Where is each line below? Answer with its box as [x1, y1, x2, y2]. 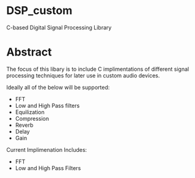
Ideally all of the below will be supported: [6, 84, 110, 91]
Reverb [15, 121, 34, 129]
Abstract [6, 45, 52, 59]
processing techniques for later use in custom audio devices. [6, 71, 160, 79]
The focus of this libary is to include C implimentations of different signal [6, 65, 189, 73]
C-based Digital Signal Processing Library [6, 24, 112, 31]
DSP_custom [6, 4, 73, 18]
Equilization [15, 108, 45, 116]
